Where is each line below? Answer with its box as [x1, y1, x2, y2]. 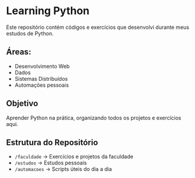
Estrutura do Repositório [6, 137, 99, 147]
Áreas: [6, 47, 31, 57]
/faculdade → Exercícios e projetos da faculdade [14, 153, 134, 160]
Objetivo [6, 98, 38, 108]
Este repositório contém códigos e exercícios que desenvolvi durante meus [6, 24, 190, 31]
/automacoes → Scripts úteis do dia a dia [14, 166, 112, 173]
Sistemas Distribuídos [14, 75, 68, 82]
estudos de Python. [6, 29, 54, 37]
